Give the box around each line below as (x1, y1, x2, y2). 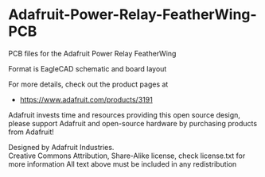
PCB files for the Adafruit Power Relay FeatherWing (8, 48, 177, 58)
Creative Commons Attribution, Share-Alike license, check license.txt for (8, 151, 246, 160)
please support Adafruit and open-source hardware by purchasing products (8, 118, 257, 128)
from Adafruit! (8, 127, 54, 137)
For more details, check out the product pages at (8, 79, 169, 89)
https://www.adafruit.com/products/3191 (19, 94, 153, 104)
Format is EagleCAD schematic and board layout (8, 63, 167, 73)
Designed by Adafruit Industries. (8, 142, 115, 152)
